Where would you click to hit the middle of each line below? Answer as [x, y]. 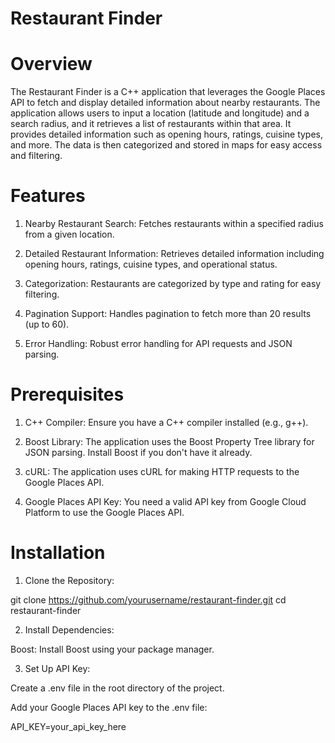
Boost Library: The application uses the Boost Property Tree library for [169, 441]
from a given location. [69, 234]
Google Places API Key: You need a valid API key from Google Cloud [165, 501]
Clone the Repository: [69, 580]
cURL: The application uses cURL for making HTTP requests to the [162, 471]
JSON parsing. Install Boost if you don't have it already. [138, 452]
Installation [58, 553]
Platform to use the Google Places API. [104, 512]
